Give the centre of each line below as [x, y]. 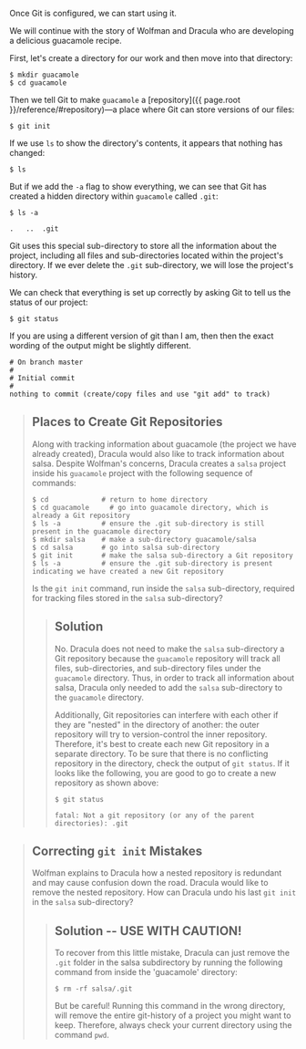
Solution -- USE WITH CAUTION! [148, 931]
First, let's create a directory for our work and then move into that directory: [151, 58]
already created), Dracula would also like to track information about [158, 453]
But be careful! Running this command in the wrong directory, [170, 1006]
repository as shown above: [107, 783]
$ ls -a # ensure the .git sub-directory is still [148, 524]
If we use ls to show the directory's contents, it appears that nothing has [146, 143]
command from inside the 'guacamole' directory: [146, 972]
